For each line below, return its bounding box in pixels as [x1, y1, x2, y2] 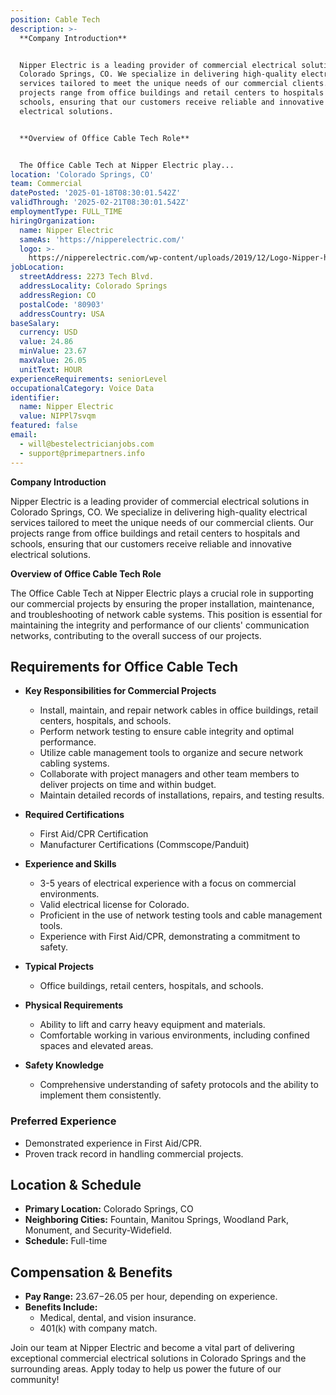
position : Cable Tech [10, 14, 101, 25]
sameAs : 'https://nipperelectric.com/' [19, 234, 186, 245]
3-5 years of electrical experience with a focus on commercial [39, 877, 297, 890]
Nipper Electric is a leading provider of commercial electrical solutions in [10, 495, 310, 507]
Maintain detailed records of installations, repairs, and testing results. [39, 789, 325, 801]
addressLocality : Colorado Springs [19, 281, 168, 291]
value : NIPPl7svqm [19, 411, 97, 421]
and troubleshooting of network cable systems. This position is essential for [10, 608, 323, 620]
